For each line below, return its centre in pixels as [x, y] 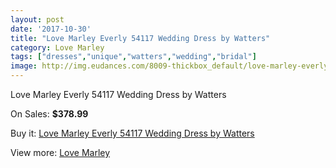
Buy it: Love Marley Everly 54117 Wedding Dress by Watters [132, 133]
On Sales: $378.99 [49, 114]
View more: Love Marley [60, 152]
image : [24, 66]
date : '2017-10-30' [51, 29]
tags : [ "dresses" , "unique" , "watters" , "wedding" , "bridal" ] [133, 57]
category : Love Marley [57, 47]
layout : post [37, 19]
